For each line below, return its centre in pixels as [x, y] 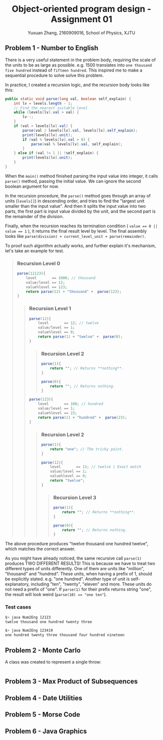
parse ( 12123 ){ [31, 273]
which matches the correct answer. [40, 549]
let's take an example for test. [35, 251]
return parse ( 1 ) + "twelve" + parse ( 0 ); [80, 337]
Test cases [18, 607]
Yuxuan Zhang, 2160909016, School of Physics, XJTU [81, 33]
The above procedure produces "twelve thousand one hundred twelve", [77, 544]
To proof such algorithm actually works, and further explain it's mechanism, [81, 245]
